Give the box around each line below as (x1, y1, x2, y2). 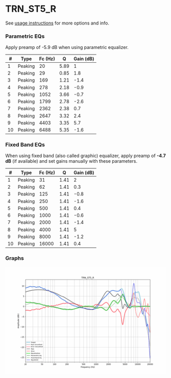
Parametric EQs (5, 33, 45, 40)
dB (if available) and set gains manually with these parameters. (5, 158, 138, 164)
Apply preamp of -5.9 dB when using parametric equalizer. (5, 44, 129, 51)
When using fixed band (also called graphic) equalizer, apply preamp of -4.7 (5, 153, 166, 159)
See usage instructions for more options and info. (5, 20, 110, 26)
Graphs (5, 255, 24, 262)
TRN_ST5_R (5, 3, 57, 15)
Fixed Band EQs (5, 141, 45, 148)
